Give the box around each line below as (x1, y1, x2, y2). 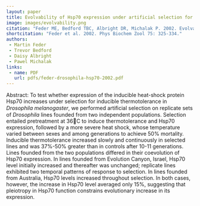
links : (6, 64, 23, 70)
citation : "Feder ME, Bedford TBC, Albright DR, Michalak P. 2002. (6, 25, 177, 32)
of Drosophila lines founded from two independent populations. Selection (6, 111, 186, 118)
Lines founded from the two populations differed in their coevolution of (6, 149, 180, 157)
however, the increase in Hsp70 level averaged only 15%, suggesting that (6, 181, 186, 188)
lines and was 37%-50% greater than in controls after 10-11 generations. (6, 143, 183, 150)
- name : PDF (8, 70, 39, 76)
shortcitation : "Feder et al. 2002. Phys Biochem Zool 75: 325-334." (6, 31, 183, 37)
